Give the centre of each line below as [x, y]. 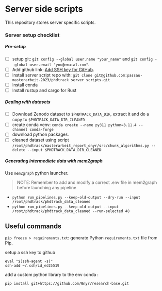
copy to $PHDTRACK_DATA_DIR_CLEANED [49, 120]
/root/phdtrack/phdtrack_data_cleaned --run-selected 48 [71, 211]
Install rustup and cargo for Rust [44, 91]
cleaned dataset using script [40, 140]
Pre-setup [16, 47]
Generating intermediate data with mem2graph [54, 161]
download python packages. [40, 134]
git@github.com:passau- [118, 75]
